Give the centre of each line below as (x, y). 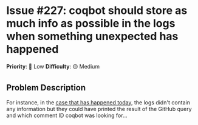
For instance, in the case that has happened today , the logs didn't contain (98, 102)
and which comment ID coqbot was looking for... (67, 115)
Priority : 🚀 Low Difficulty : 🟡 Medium (53, 66)
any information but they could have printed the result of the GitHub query (99, 109)
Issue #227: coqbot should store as (97, 11)
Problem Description (46, 88)
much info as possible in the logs (91, 23)
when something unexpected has (92, 36)
